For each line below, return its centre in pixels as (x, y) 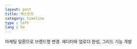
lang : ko (15, 27)
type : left (17, 23)
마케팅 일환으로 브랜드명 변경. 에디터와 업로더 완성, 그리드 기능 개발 (68, 42)
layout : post (18, 9)
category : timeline (25, 18)
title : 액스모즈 (19, 14)
